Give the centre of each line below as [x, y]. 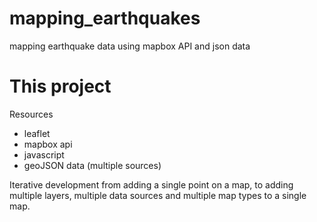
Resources [31, 114]
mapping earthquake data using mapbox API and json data [130, 46]
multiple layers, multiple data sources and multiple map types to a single [158, 195]
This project [60, 86]
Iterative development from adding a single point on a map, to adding [151, 184]
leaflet [37, 133]
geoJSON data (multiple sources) [92, 165]
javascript [44, 154]
